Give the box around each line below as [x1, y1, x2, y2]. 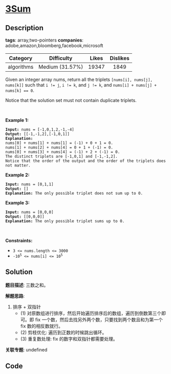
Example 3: [5, 200, 30, 205]
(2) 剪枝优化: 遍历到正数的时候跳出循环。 [20, 329, 107, 336]
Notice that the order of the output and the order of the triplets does [5, 158, 166, 163]
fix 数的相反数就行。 [20, 323, 63, 329]
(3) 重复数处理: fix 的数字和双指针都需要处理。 [20, 336, 118, 342]
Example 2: [5, 172, 30, 178]
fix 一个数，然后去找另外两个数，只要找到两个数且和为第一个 [35, 316, 163, 323]
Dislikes [110, 55, 130, 61]
